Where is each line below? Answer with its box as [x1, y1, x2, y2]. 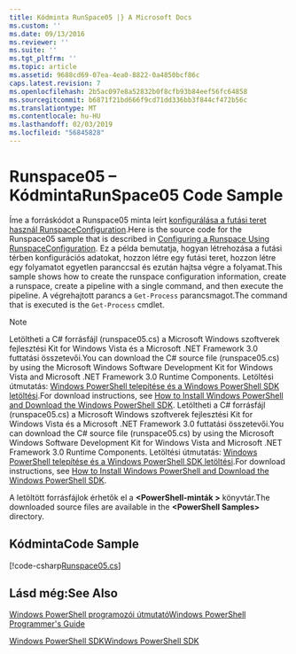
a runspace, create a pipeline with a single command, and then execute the [9, 280, 284, 291]
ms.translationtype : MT [9, 104, 97, 113]
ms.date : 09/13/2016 [9, 29, 86, 38]
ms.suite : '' [9, 46, 58, 55]
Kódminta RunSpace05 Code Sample [9, 185, 284, 206]
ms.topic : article [9, 63, 77, 72]
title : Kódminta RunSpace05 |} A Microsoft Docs [9, 12, 192, 22]
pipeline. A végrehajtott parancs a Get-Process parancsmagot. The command [9, 290, 288, 300]
